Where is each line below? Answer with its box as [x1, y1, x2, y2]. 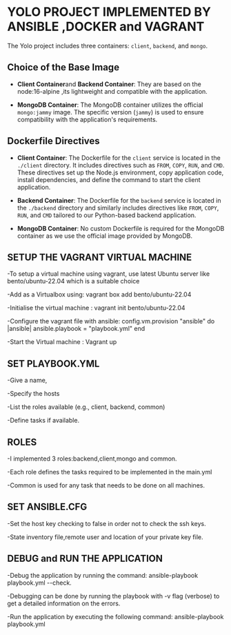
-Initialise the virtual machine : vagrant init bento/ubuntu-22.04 [7, 304, 185, 312]
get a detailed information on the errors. [7, 599, 121, 607]
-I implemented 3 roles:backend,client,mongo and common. [7, 454, 177, 463]
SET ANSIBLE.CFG [7, 501, 88, 513]
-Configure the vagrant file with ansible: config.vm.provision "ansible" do [7, 317, 215, 325]
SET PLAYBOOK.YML [7, 358, 100, 370]
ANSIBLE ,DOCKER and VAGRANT [7, 19, 205, 34]
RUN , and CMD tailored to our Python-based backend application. [17, 211, 197, 219]
